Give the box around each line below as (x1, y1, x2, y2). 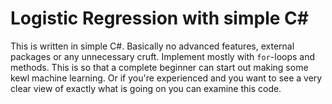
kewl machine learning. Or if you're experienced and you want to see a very (10, 72, 323, 84)
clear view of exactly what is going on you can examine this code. (10, 82, 282, 94)
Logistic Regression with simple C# (10, 7, 309, 30)
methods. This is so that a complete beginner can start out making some (10, 61, 309, 73)
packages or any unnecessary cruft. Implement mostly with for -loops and (10, 50, 316, 62)
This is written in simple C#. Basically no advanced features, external (10, 40, 295, 52)
